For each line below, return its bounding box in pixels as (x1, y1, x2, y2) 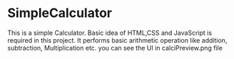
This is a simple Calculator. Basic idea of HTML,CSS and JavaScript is (7, 28, 213, 37)
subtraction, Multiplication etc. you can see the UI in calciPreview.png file (7, 43, 223, 52)
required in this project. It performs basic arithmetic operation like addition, (7, 36, 228, 44)
